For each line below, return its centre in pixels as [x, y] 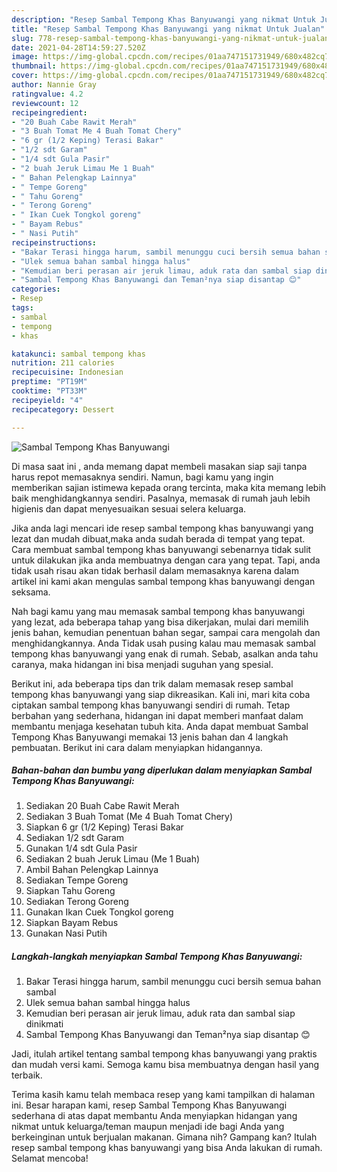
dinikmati [44, 1024]
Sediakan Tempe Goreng [77, 880]
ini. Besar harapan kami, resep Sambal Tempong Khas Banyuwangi [149, 1105]
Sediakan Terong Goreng [77, 902]
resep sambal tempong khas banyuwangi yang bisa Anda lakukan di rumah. [167, 1148]
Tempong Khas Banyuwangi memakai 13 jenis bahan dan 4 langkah [150, 737]
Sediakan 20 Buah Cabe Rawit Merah [102, 806]
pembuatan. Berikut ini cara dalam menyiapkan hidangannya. [137, 747]
